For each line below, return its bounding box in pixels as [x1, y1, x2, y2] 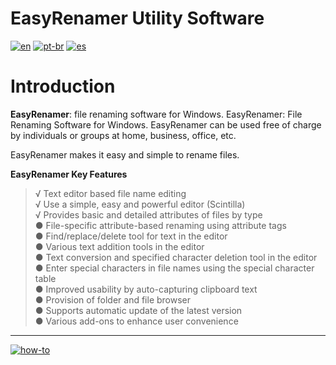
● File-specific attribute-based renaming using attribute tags [34, 219, 287, 231]
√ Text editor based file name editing [34, 187, 187, 199]
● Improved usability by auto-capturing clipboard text [34, 283, 258, 295]
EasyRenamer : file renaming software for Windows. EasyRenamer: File [10, 108, 303, 120]
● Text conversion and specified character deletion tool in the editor [34, 251, 318, 263]
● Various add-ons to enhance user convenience [34, 315, 239, 327]
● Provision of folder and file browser [34, 293, 192, 306]
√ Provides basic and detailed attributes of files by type [34, 208, 263, 221]
